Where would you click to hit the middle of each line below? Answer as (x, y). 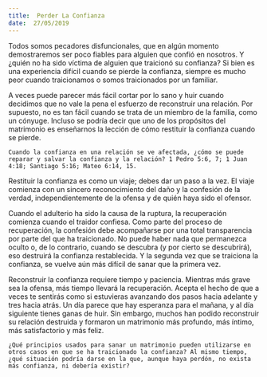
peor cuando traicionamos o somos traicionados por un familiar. (113, 80)
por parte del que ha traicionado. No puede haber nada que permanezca (128, 238)
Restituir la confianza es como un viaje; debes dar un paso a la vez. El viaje (132, 181)
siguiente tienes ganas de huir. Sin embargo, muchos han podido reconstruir (134, 313)
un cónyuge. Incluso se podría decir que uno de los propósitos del (117, 120)
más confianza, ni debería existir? (69, 366)
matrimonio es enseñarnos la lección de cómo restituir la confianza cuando (132, 129)
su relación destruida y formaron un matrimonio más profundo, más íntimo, (131, 322)
